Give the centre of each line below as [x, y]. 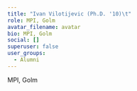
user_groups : [27, 54]
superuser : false [33, 47]
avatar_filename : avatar [44, 27]
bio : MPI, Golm [30, 34]
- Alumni [27, 60]
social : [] [23, 40]
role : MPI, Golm [31, 20]
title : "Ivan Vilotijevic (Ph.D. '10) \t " [70, 14]
